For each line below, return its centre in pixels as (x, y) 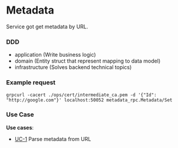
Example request (31, 83)
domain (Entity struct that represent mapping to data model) (88, 61)
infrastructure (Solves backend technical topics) (73, 67)
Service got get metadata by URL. (47, 27)
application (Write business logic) (55, 55)
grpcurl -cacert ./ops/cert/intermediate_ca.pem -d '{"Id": (82, 95)
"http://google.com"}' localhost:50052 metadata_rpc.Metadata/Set (89, 100)
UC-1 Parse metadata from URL (53, 139)
